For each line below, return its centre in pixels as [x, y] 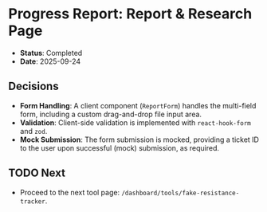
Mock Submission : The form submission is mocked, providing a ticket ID [139, 139]
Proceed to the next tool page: [70, 192]
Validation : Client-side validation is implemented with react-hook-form [135, 122]
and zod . [33, 131]
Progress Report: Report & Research [130, 14]
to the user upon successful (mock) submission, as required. [120, 147]
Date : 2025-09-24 [50, 61]
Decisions [33, 86]
